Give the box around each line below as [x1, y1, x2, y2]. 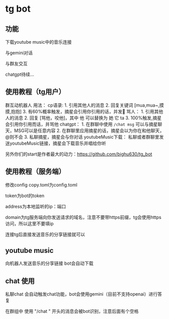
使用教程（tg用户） [5, 87, 65, 97]
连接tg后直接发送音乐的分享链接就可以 [5, 231, 85, 237]
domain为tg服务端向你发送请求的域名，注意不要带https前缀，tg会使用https [5, 214, 161, 220]
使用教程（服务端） [5, 167, 65, 176]
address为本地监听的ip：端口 [5, 203, 66, 209]
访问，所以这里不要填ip [5, 220, 54, 227]
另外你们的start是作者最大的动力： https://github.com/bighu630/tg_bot [5, 151, 152, 157]
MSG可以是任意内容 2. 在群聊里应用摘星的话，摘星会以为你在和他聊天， [14, 127, 164, 134]
